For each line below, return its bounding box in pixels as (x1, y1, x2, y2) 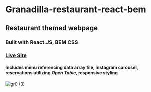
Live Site (5, 52, 27, 59)
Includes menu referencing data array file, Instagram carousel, (5, 64, 138, 71)
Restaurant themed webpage (5, 24, 98, 32)
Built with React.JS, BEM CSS (5, 39, 78, 46)
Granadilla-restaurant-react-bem (5, 4, 146, 15)
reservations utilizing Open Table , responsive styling (5, 70, 118, 76)
